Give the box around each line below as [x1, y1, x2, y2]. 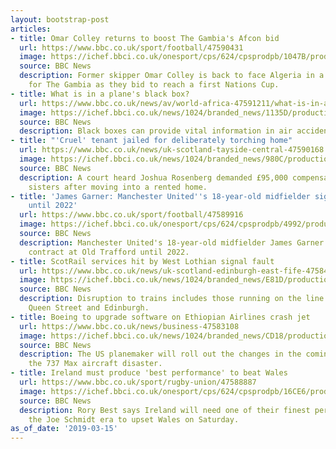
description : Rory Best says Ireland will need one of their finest [19, 405, 311, 415]
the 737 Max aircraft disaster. [28, 359, 163, 369]
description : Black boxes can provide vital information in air [19, 126, 293, 136]
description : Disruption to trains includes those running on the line [19, 294, 325, 304]
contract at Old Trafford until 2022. [28, 247, 190, 257]
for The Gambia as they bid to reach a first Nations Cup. [28, 80, 280, 90]
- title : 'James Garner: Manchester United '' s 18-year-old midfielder [10, 191, 311, 201]
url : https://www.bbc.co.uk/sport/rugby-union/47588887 [19, 377, 257, 387]
